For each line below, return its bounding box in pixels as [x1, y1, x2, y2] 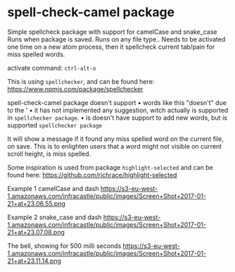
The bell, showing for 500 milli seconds [7, 241, 122, 250]
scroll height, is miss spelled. [7, 149, 91, 158]
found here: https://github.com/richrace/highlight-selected [7, 171, 177, 179]
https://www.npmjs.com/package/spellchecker [7, 85, 144, 93]
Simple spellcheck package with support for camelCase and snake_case [7, 27, 217, 36]
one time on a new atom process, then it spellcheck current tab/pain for [7, 42, 215, 51]
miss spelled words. [7, 50, 65, 58]
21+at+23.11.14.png [7, 256, 62, 265]
